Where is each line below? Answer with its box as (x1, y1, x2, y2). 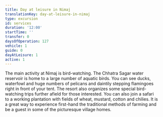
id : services (5, 20, 32, 26)
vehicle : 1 (5, 43, 27, 48)
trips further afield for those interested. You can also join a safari (24, 91, 154, 97)
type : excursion (5, 16, 38, 21)
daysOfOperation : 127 (5, 39, 49, 44)
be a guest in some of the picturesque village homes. (5, 107, 112, 113)
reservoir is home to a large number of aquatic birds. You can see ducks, (5, 76, 151, 81)
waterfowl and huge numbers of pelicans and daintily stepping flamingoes (5, 81, 154, 87)
